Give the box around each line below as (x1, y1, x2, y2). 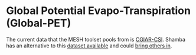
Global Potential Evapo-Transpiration (6, 4, 191, 18)
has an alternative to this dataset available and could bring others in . (6, 42, 172, 49)
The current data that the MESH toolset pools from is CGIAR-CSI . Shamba (6, 36, 186, 43)
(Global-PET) (6, 16, 71, 30)
